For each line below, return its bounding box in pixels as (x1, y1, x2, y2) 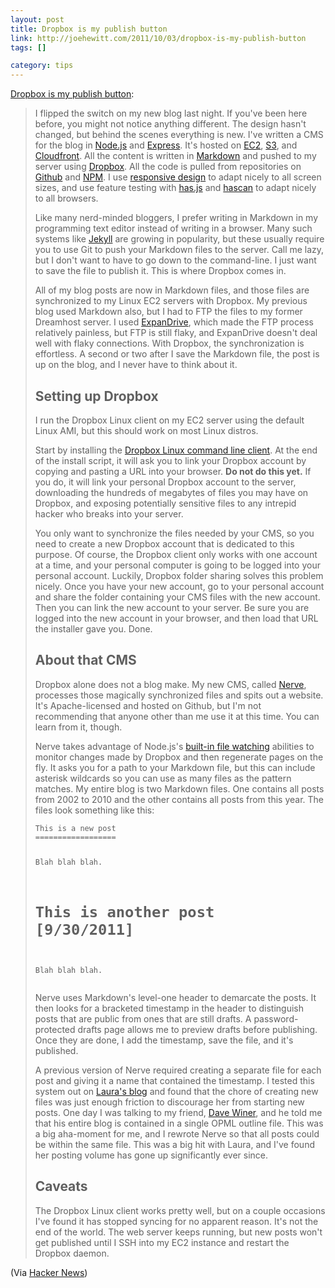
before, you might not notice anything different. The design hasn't (34, 118, 307, 130)
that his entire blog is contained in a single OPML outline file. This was (34, 1117, 324, 1129)
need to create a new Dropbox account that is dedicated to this (34, 537, 295, 550)
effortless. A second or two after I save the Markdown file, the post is (34, 348, 320, 360)
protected (34, 1023, 76, 1035)
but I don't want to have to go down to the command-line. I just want (34, 254, 317, 266)
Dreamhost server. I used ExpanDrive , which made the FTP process (34, 316, 314, 328)
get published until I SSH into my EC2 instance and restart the (34, 1236, 290, 1248)
